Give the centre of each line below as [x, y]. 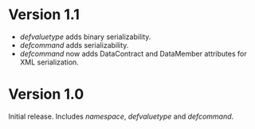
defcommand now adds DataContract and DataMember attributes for [133, 53]
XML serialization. [49, 62]
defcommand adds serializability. [74, 45]
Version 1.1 [44, 15]
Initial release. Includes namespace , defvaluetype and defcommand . [121, 116]
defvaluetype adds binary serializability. [85, 37]
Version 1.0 [46, 94]
